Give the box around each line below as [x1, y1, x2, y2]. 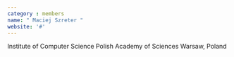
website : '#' [7, 23, 46, 30]
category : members [7, 10, 65, 17]
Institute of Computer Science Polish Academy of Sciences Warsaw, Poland [7, 42, 227, 51]
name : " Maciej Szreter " [7, 17, 83, 24]
